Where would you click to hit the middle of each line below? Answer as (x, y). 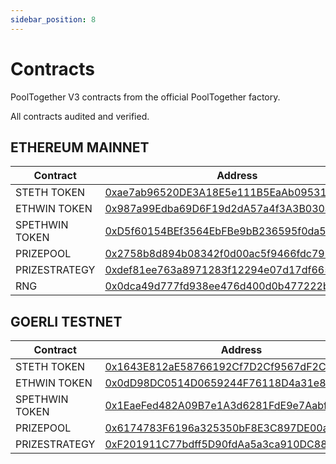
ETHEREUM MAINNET (80, 147)
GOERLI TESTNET (66, 321)
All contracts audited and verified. (80, 116)
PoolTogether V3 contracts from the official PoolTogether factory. (145, 97)
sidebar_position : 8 (53, 19)
